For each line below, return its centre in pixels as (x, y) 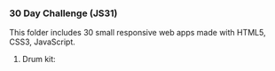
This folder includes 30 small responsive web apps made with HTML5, (137, 33)
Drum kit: (39, 59)
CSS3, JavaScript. (42, 42)
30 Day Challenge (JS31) (63, 13)
